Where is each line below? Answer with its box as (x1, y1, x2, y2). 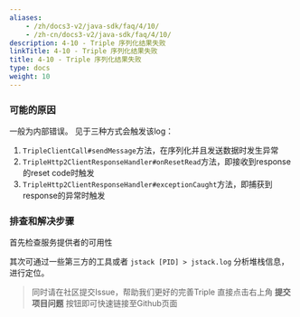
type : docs (9, 64, 51, 73)
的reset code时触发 (22, 168, 95, 179)
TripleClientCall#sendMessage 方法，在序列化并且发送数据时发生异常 (22, 145, 279, 156)
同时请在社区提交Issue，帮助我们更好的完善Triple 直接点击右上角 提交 (31, 286, 291, 298)
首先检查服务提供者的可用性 (9, 237, 113, 248)
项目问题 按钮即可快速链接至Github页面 (31, 298, 178, 309)
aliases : (9, 13, 42, 23)
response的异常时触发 (22, 191, 106, 201)
